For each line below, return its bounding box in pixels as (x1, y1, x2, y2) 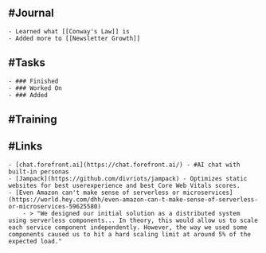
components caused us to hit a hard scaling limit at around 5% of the (8, 230, 251, 238)
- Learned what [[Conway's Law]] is (8, 27, 130, 35)
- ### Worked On (8, 84, 62, 92)
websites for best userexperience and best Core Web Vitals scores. (8, 181, 241, 189)
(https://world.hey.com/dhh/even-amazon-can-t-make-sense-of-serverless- (8, 195, 259, 204)
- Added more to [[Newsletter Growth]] (8, 34, 141, 42)
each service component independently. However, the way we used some (8, 223, 248, 232)
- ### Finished (8, 77, 59, 85)
